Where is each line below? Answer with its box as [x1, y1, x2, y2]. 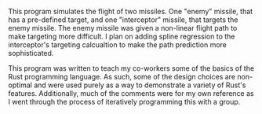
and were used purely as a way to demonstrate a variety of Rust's [34, 80, 246, 90]
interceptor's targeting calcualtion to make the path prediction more [8, 40, 227, 50]
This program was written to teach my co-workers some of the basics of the [8, 64, 255, 73]
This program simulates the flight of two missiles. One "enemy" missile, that [8, 7, 253, 16]
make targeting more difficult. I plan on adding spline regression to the [8, 31, 235, 41]
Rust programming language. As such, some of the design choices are [8, 72, 236, 81]
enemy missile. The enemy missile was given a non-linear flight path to [8, 24, 238, 32]
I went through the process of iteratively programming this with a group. [8, 97, 241, 106]
